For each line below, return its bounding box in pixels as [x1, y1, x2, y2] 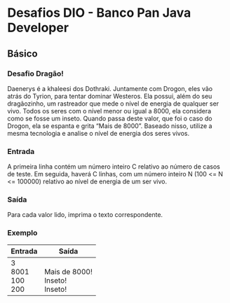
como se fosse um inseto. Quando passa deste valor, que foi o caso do [7, 114, 212, 122]
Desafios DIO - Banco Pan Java [7, 5, 191, 21]
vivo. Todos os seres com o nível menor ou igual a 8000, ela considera [7, 106, 212, 115]
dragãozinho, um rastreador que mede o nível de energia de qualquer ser [7, 99, 219, 108]
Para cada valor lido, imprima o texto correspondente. [7, 211, 163, 219]
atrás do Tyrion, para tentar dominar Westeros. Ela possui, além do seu [7, 92, 212, 100]
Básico [7, 48, 38, 59]
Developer [7, 20, 69, 36]
